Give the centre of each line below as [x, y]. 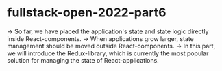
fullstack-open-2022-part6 [87, 13]
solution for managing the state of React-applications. [83, 60]
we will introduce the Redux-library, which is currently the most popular [108, 53]
